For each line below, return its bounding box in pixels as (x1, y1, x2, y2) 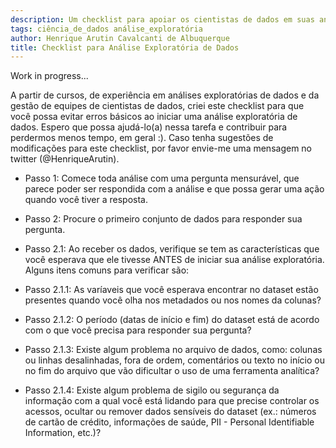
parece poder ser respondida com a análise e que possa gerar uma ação (24, 183, 325, 195)
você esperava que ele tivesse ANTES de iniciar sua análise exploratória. (24, 254, 325, 266)
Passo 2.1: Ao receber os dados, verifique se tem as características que (24, 243, 320, 255)
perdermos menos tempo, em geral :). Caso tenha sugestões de (10, 132, 274, 144)
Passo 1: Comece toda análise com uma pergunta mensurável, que (24, 172, 300, 185)
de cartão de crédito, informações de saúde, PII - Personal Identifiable (24, 416, 315, 428)
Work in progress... (10, 70, 89, 82)
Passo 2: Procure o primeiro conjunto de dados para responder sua (24, 213, 303, 225)
